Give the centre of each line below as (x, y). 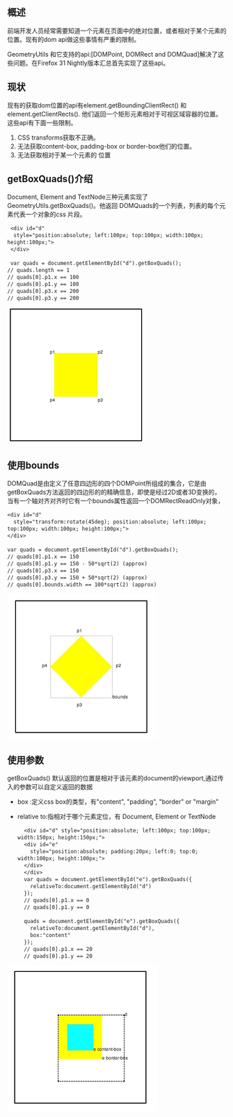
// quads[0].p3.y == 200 (43, 299)
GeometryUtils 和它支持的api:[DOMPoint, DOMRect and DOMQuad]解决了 (112, 54)
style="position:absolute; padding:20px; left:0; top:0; (114, 852)
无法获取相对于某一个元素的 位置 (64, 155)
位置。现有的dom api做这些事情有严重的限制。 (74, 39)
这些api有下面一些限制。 (42, 122)
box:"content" (50, 936)
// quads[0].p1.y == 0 (57, 908)
